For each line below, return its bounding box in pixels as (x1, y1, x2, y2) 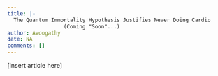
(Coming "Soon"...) (63, 23, 120, 30)
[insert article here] (7, 61, 63, 69)
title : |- (7, 10, 36, 17)
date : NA (7, 36, 33, 43)
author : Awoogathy (7, 29, 61, 37)
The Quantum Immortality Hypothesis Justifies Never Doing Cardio (13, 17, 211, 23)
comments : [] (7, 42, 45, 49)
